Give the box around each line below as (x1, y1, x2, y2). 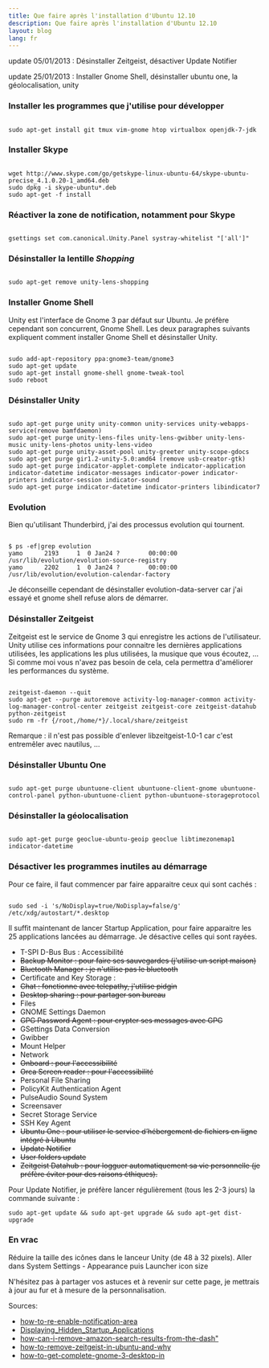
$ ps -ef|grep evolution (8, 543, 92, 551)
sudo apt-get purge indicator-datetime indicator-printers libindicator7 (8, 483, 261, 491)
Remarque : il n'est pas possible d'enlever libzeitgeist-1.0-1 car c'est (8, 731, 233, 740)
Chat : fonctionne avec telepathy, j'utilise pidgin (19, 981, 177, 991)
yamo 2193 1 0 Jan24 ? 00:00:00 (8, 550, 178, 558)
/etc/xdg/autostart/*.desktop (8, 909, 110, 917)
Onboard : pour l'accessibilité (19, 1058, 118, 1067)
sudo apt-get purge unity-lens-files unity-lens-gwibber (8, 434, 203, 442)
